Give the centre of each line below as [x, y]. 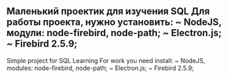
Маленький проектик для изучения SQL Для [108, 11]
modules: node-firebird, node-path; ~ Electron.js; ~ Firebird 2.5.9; [100, 68]
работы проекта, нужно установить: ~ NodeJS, [114, 23]
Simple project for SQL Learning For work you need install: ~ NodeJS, [106, 60]
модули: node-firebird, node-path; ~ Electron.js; [114, 33]
